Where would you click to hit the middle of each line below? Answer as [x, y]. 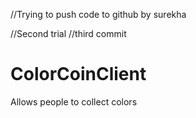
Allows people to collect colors [74, 101]
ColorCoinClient [78, 74]
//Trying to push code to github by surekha [98, 14]
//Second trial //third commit [68, 33]
